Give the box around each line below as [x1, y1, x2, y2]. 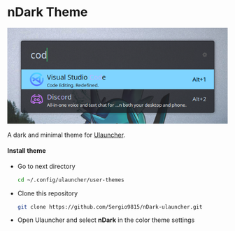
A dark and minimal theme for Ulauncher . [7, 131, 126, 139]
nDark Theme [7, 4, 88, 20]
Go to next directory [17, 162, 76, 170]
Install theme [7, 147, 47, 155]
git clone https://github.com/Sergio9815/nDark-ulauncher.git [17, 203, 203, 210]
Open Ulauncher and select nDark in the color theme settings [17, 216, 195, 224]
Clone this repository [17, 189, 78, 198]
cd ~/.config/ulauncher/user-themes [17, 176, 124, 184]
